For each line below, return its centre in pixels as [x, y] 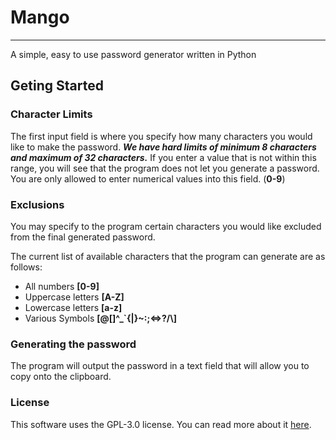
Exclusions [37, 204]
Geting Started [57, 86]
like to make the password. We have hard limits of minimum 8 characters [163, 147]
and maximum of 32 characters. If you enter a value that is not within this [163, 157]
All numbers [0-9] [62, 286]
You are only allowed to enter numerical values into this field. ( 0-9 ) [148, 178]
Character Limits [51, 114]
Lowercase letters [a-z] [73, 307]
